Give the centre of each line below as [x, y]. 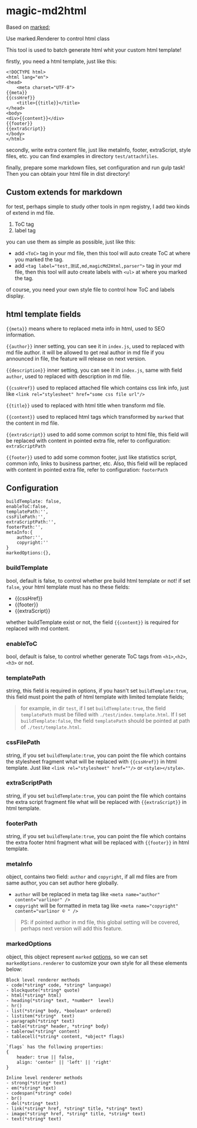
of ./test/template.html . [51, 727]
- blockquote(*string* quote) [43, 990]
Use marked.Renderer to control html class [58, 38]
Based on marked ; [28, 27]
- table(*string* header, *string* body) [58, 1026]
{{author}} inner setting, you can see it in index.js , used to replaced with [96, 346]
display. [16, 296]
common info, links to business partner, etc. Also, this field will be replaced [97, 463]
